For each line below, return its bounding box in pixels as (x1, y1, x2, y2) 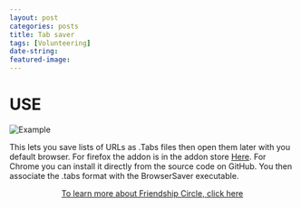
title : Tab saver (9, 30, 75, 39)
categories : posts (9, 22, 79, 31)
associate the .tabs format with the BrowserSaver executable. (9, 170, 239, 181)
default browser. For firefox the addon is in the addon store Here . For (9, 151, 267, 162)
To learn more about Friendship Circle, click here (61, 187, 244, 199)
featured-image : (9, 55, 71, 64)
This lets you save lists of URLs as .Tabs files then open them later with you (9, 141, 291, 152)
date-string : (9, 47, 59, 56)
